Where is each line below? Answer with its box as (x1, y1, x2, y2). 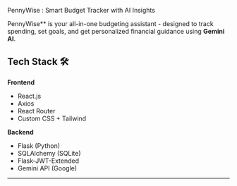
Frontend (7, 77, 35, 87)
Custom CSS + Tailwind (17, 114, 87, 123)
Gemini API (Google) (17, 163, 78, 172)
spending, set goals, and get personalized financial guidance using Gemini (7, 27, 225, 35)
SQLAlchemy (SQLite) (17, 149, 81, 157)
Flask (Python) (17, 141, 61, 150)
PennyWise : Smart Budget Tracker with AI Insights (7, 6, 155, 14)
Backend (7, 128, 34, 136)
